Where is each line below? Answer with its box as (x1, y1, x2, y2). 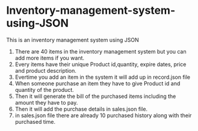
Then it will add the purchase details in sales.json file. (14, 105, 148, 112)
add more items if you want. (14, 54, 85, 61)
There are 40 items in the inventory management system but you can (14, 47, 187, 55)
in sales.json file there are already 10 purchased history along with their (14, 112, 192, 119)
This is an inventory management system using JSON (6, 36, 140, 43)
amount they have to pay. (14, 99, 78, 106)
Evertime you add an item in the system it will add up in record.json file (14, 73, 191, 81)
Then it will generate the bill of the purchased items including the (14, 93, 176, 100)
